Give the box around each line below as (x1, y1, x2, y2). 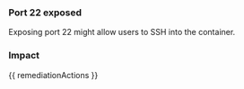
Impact (8, 49, 40, 62)
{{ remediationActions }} (8, 69, 99, 80)
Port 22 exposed (8, 6, 83, 19)
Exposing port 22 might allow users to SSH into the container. (8, 27, 236, 38)
